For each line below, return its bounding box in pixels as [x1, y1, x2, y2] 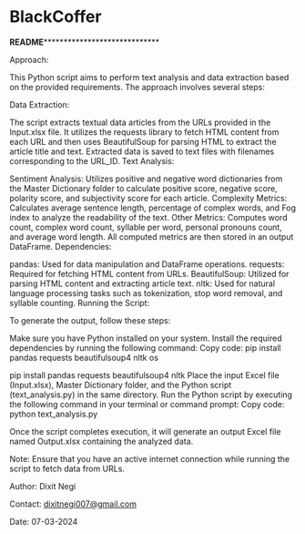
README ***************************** [9, 36, 160, 47]
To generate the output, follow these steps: [9, 314, 171, 325]
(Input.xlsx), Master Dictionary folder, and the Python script [9, 379, 232, 390]
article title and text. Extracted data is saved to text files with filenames [9, 146, 275, 157]
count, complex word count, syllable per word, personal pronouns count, [9, 221, 282, 232]
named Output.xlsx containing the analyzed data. [9, 436, 194, 447]
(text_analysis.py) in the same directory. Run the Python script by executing [9, 389, 293, 400]
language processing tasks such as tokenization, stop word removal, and [9, 287, 283, 298]
